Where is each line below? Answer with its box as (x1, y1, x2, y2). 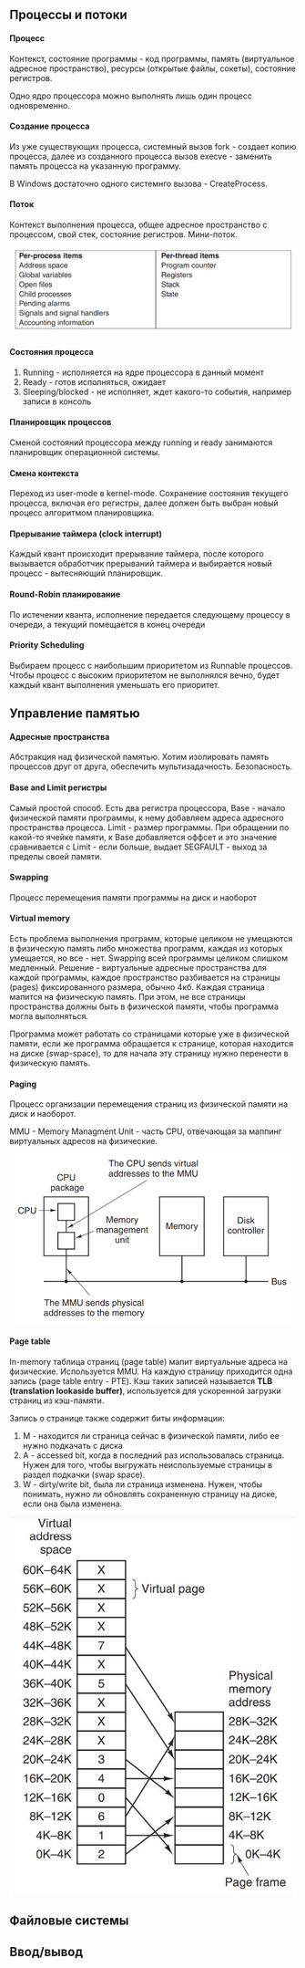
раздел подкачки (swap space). (22, 1469, 146, 1480)
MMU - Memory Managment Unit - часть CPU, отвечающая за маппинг (9, 1126, 282, 1137)
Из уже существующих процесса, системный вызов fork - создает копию (9, 141, 297, 151)
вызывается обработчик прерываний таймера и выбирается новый (9, 558, 273, 569)
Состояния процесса (9, 347, 94, 358)
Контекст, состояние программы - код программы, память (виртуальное (9, 53, 295, 64)
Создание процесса (9, 120, 90, 131)
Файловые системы (9, 1913, 129, 1929)
